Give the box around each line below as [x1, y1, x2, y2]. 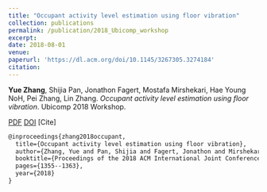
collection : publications [8, 19, 94, 27]
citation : [8, 63, 41, 71]
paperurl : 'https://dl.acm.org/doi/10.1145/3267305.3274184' [8, 56, 215, 64]
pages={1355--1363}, [15, 162, 83, 171]
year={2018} [15, 170, 56, 178]
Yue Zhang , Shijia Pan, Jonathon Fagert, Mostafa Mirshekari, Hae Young [8, 85, 246, 94]
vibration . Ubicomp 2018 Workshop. [8, 102, 126, 111]
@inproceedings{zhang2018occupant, [8, 132, 126, 140]
